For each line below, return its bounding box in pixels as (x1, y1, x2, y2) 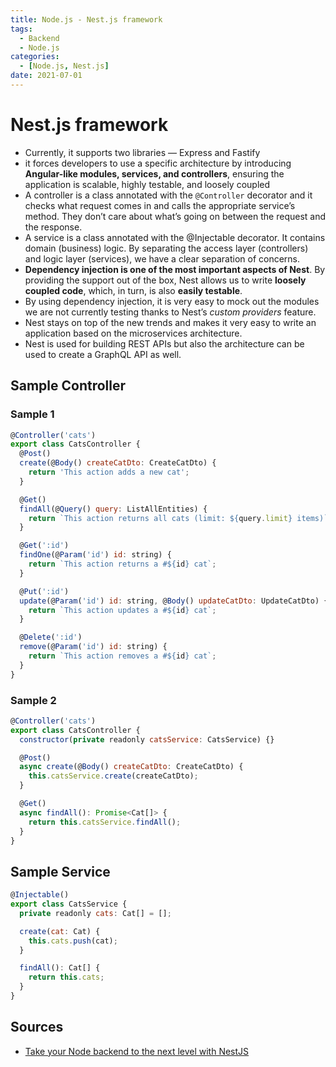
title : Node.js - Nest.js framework (10, 14, 163, 25)
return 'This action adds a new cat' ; (28, 467, 190, 477)
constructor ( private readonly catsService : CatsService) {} (19, 734, 275, 745)
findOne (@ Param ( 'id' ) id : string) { (19, 550, 172, 560)
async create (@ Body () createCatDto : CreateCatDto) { (19, 762, 244, 772)
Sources (10, 1019, 64, 1036)
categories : (10, 52, 60, 62)
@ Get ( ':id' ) (19, 541, 70, 551)
